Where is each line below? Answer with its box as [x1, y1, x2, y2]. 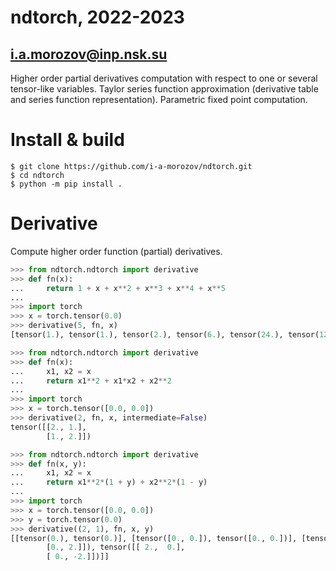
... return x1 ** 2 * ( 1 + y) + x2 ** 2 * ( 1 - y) [10, 477, 208, 488]
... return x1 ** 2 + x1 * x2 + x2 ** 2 [10, 376, 172, 386]
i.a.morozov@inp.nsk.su [10, 46, 168, 63]
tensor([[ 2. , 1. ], [10, 422, 87, 432]
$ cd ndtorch [10, 170, 65, 180]
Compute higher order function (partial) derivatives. [10, 245, 223, 257]
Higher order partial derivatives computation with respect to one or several [10, 72, 318, 84]
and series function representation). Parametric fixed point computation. [10, 94, 308, 105]
